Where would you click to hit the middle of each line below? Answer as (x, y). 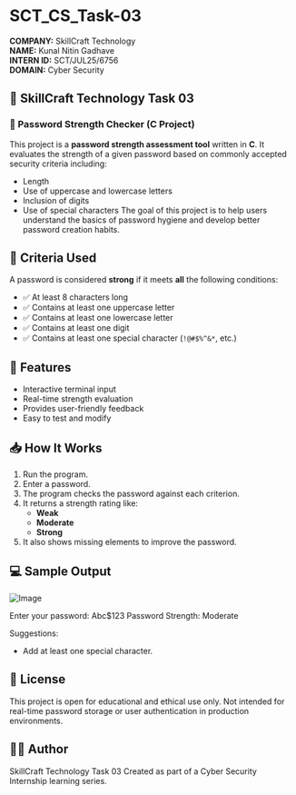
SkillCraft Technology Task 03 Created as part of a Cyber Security (133, 771)
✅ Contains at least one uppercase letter (99, 308)
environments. (36, 720)
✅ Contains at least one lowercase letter (98, 318)
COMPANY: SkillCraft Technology (73, 41)
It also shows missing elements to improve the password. (130, 542)
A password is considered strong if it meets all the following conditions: (144, 280)
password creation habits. (71, 229)
